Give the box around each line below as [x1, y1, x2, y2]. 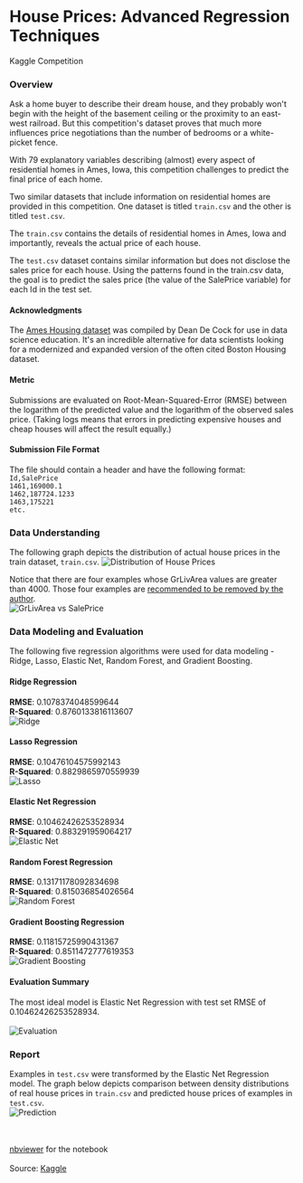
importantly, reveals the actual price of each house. [9, 238, 202, 249]
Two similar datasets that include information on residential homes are [9, 192, 271, 203]
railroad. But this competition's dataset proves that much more [29, 118, 262, 128]
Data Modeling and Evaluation [9, 626, 145, 639]
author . [9, 593, 36, 604]
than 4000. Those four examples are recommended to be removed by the [9, 583, 284, 594]
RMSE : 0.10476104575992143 [9, 756, 121, 767]
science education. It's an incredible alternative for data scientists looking [9, 335, 285, 345]
